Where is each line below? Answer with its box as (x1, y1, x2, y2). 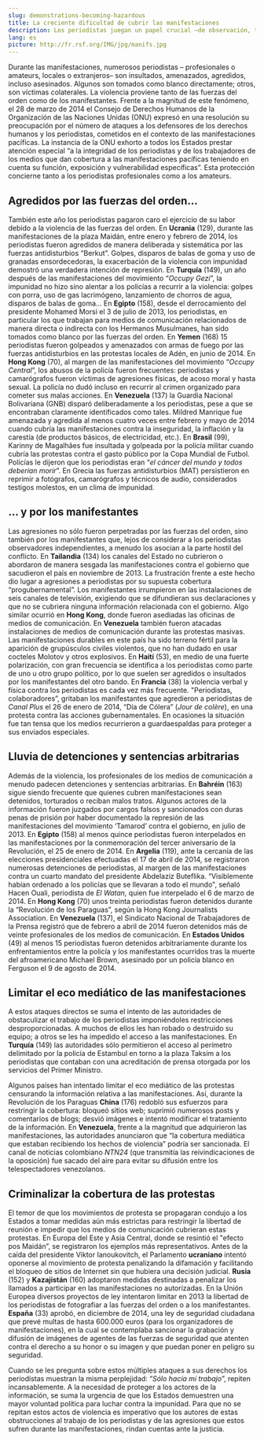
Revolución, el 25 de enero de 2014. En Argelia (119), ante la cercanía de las (8, 846, 254, 855)
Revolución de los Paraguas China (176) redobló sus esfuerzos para (8, 1098, 228, 1107)
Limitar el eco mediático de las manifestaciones (8, 986, 247, 999)
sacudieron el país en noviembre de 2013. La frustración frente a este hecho (8, 568, 255, 577)
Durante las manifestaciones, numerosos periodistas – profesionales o (8, 62, 236, 72)
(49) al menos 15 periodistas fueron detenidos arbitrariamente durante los (8, 938, 247, 947)
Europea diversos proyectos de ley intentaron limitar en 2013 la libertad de (8, 1292, 249, 1302)
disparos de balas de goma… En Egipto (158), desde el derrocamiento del (8, 298, 247, 308)
